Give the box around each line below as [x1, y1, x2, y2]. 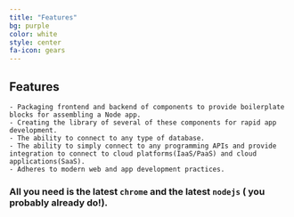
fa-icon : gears [9, 46, 66, 55]
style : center [9, 37, 62, 47]
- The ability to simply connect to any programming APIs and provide [9, 141, 277, 150]
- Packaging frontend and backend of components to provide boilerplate [9, 102, 285, 111]
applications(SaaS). [9, 157, 86, 165]
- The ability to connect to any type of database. [9, 133, 205, 142]
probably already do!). [9, 197, 109, 209]
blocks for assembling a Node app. [9, 110, 142, 119]
